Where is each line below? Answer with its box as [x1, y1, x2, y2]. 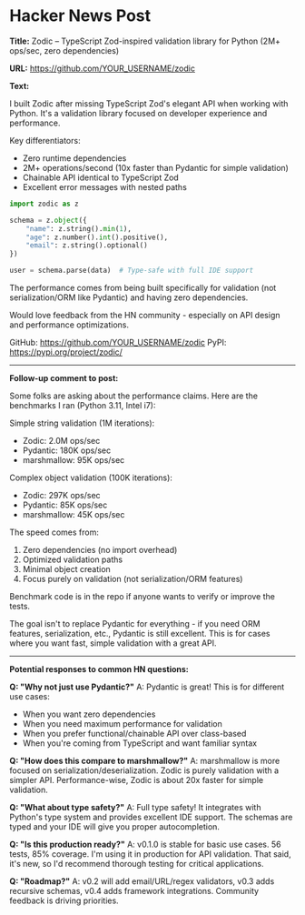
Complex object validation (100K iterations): [9, 472, 172, 483]
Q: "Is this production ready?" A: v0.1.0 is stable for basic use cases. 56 [9, 839, 281, 850]
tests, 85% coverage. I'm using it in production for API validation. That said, [9, 849, 292, 860]
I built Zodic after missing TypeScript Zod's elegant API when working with [9, 97, 289, 109]
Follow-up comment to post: [9, 373, 119, 384]
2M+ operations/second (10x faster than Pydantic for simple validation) [22, 162, 289, 173]
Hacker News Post [9, 5, 152, 26]
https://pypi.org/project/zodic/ [9, 347, 123, 357]
